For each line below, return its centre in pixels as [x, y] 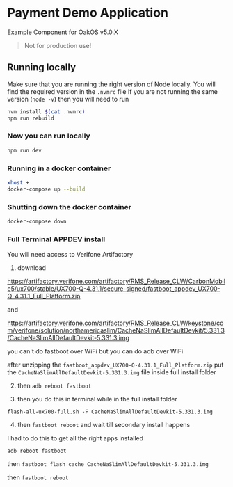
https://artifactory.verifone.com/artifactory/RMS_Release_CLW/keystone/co [115, 323]
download [32, 268]
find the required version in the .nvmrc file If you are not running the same [112, 91]
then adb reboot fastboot [54, 386]
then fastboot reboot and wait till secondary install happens [104, 425]
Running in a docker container [59, 168]
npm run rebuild [31, 118]
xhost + [18, 182]
